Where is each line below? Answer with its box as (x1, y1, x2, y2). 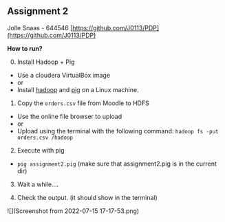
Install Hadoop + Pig (17, 58, 75, 66)
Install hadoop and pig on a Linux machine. (17, 85, 139, 93)
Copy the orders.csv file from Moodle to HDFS (17, 99, 149, 107)
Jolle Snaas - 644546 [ (7, 23, 73, 32)
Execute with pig (17, 146, 65, 154)
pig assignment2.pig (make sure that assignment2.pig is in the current (17, 159, 217, 168)
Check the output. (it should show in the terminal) (17, 193, 158, 201)
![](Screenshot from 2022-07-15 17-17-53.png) (7, 206, 140, 215)
